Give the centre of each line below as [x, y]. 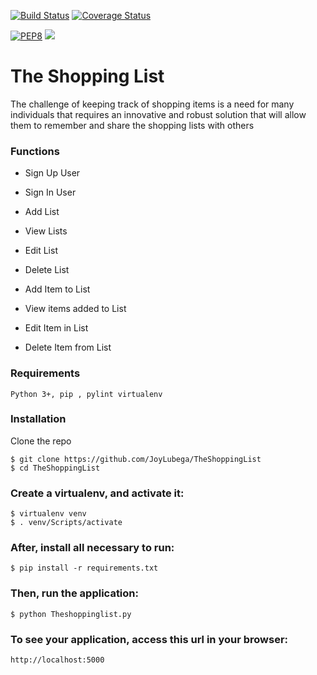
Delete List [47, 270]
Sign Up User [52, 173]
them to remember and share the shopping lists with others [132, 125]
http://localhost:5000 [57, 660]
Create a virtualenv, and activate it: [97, 493]
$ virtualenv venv [48, 514]
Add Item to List [57, 289]
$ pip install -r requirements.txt [84, 568]
